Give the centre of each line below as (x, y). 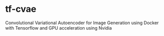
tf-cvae (21, 9)
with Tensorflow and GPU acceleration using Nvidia (59, 28)
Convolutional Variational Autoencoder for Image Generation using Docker (82, 23)
